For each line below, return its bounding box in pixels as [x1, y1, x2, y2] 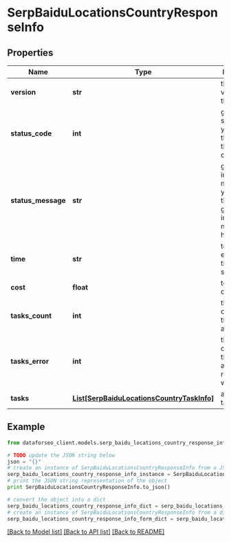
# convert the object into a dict [7, 496, 107, 503]
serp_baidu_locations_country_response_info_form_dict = [7, 515, 174, 522]
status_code [10, 129, 52, 138]
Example [7, 421, 45, 433]
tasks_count [10, 311, 52, 321]
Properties [7, 47, 54, 58]
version [10, 87, 36, 97]
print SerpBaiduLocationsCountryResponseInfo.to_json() [7, 484, 170, 491]
